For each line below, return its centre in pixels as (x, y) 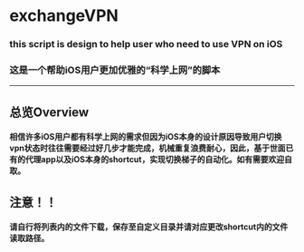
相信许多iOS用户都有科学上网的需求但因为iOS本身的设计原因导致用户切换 (146, 137)
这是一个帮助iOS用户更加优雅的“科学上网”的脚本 (115, 71)
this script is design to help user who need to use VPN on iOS (146, 44)
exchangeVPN (64, 16)
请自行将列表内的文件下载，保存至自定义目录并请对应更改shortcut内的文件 (149, 227)
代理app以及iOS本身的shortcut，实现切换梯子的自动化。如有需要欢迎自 (158, 160)
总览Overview (49, 112)
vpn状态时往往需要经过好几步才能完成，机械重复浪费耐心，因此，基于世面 (147, 148)
